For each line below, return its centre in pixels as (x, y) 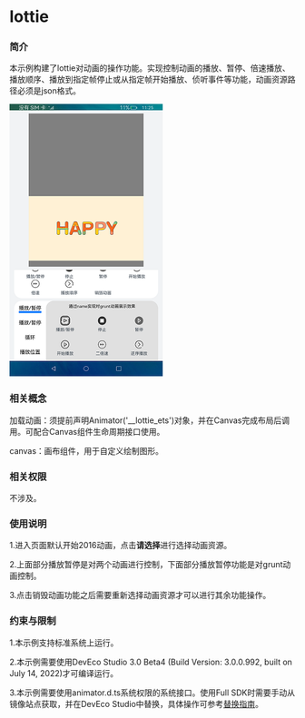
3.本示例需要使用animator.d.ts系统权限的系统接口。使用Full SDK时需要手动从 (152, 693)
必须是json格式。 (49, 91)
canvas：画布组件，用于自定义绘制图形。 (87, 450)
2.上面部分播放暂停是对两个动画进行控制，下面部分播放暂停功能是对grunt (146, 565)
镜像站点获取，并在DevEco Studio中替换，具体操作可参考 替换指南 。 (136, 703)
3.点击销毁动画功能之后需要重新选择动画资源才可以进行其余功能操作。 (140, 595)
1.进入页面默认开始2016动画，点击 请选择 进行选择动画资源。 (121, 546)
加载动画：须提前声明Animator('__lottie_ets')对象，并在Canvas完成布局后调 (150, 420)
